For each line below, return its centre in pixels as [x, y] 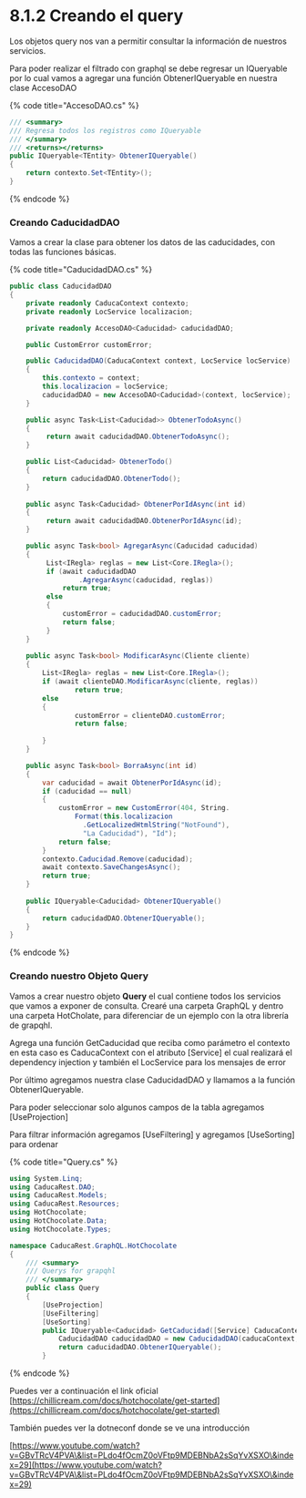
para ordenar [34, 1144]
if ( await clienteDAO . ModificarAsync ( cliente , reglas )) [150, 682]
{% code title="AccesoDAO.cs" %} [74, 105]
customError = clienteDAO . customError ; [150, 715]
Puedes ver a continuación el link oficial [84, 1391]
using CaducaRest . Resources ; [65, 1204]
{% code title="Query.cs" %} [64, 1162]
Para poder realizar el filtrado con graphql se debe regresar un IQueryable [148, 68]
